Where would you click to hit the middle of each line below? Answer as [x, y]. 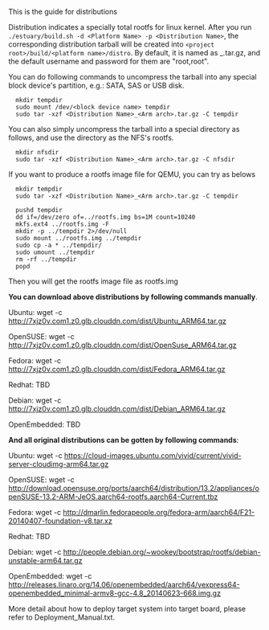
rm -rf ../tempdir [47, 260]
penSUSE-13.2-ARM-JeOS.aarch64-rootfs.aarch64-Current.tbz [113, 497]
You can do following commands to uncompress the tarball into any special [132, 77]
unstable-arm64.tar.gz [45, 560]
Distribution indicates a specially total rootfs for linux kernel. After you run [130, 27]
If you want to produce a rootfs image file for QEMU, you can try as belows [132, 174]
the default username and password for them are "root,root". [109, 61]
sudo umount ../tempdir [55, 252]
